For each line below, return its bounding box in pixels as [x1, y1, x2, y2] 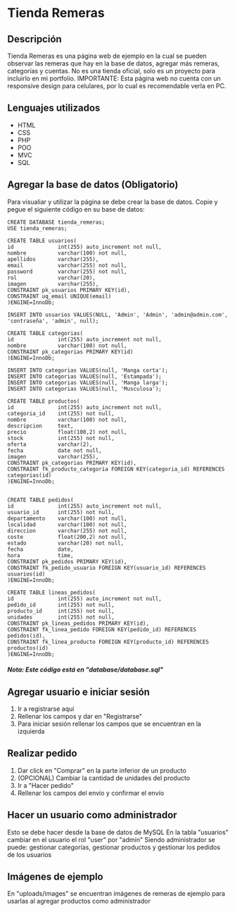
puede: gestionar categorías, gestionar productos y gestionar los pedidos [7, 843, 220, 851]
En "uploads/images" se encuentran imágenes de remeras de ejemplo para [7, 889, 225, 898]
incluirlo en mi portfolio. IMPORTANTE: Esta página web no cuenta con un [7, 74, 222, 83]
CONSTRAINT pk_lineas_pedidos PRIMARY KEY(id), [7, 619, 150, 627]
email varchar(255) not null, [7, 262, 128, 269]
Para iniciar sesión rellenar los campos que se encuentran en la [17, 719, 202, 728]
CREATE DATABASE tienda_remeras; [7, 219, 106, 226]
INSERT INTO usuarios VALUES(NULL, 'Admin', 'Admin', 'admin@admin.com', [7, 311, 229, 318]
